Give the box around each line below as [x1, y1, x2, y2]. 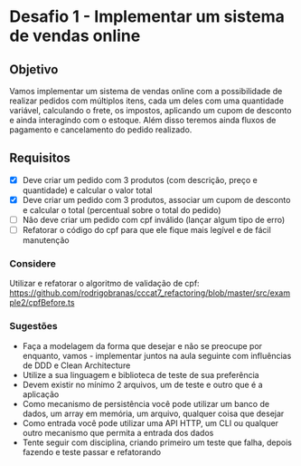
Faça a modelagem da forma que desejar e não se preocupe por [22, 340, 263, 351]
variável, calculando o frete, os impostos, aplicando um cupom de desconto [9, 105, 292, 115]
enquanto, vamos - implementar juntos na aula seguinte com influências [22, 350, 292, 361]
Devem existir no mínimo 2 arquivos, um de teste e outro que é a [22, 379, 264, 390]
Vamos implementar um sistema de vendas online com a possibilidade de [9, 86, 283, 96]
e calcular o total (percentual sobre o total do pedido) [22, 204, 221, 215]
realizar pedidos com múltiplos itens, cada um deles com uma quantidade [9, 95, 285, 106]
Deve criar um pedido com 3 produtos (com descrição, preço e [22, 174, 258, 185]
